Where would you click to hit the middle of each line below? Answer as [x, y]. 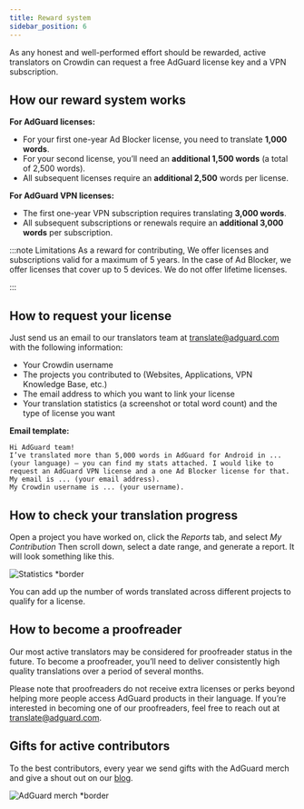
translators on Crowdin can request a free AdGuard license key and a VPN [148, 62]
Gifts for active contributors [90, 746]
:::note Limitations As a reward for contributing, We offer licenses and [139, 250]
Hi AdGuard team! [42, 448]
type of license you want [69, 414]
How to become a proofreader [96, 629]
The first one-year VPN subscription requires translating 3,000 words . [155, 214]
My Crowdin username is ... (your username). [97, 487]
